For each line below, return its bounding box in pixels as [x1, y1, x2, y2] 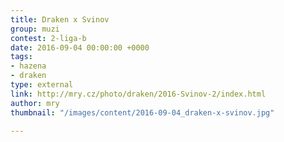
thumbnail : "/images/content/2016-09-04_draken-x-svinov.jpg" [10, 107, 275, 118]
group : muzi [10, 24, 60, 34]
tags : [10, 52, 33, 62]
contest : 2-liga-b [10, 33, 87, 43]
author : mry [10, 98, 60, 108]
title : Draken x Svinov [10, 14, 110, 25]
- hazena [10, 61, 47, 71]
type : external [10, 80, 74, 90]
